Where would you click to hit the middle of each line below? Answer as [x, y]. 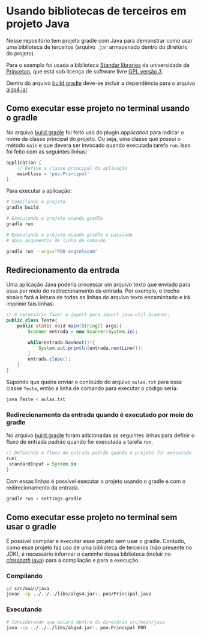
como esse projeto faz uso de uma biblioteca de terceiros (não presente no [99, 548]
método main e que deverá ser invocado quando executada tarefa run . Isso [98, 145]
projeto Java [38, 24]
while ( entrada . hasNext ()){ [61, 342]
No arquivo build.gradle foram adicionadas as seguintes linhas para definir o [100, 435]
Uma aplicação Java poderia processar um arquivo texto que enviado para [98, 285]
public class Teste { [32, 320]
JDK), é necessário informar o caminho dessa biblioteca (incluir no [88, 554]
